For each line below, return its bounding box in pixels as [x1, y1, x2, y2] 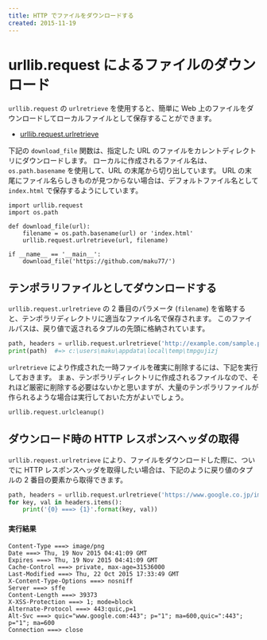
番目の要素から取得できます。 [30, 475, 128, 485]
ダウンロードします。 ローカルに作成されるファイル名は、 [21, 156, 212, 166]
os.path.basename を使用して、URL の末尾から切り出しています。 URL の [8, 166, 246, 175]
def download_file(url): [8, 222, 91, 231]
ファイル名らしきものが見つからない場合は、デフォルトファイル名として [21, 176, 259, 186]
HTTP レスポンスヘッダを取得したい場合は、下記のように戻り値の [23, 465, 240, 474]
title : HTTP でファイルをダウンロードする [8, 11, 134, 20]
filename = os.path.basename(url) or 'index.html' [22, 230, 194, 238]
